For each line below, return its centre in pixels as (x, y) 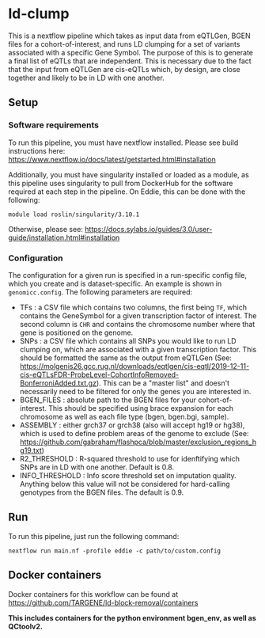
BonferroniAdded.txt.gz (58, 383)
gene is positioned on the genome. (76, 332)
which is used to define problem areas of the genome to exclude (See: (134, 433)
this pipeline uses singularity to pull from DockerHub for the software (121, 183)
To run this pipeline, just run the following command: (94, 536)
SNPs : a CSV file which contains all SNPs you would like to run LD (128, 340)
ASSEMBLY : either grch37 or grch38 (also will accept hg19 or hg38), (132, 425)
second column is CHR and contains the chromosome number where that (137, 324)
